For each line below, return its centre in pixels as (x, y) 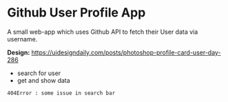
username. (22, 39)
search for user (39, 73)
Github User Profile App (76, 13)
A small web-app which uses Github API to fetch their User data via (103, 32)
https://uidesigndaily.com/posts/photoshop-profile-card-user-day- (126, 52)
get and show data (43, 80)
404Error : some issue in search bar (61, 93)
